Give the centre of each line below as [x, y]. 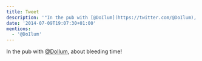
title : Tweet [23, 12]
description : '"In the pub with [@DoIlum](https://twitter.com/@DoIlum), [102, 18]
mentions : [19, 29]
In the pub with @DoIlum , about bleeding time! [64, 51]
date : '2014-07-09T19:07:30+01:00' [51, 23]
